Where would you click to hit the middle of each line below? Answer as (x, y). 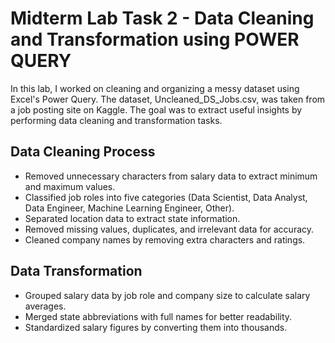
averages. (45, 306)
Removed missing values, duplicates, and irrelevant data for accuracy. (169, 229)
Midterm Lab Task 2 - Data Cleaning (162, 18)
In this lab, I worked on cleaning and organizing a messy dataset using (155, 88)
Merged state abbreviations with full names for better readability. (158, 316)
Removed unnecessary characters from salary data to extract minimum (171, 176)
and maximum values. (70, 186)
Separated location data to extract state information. (132, 218)
